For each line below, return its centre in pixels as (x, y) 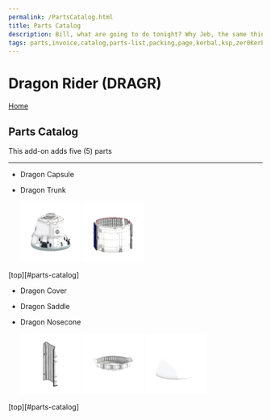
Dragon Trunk (43, 190)
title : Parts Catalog (45, 25)
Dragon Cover (43, 291)
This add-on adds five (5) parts (60, 151)
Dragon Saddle (45, 307)
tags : (17, 43)
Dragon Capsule (47, 174)
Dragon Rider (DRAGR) (85, 84)
